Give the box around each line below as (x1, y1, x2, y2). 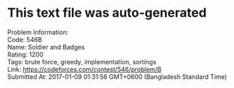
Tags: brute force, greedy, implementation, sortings (7, 57, 156, 66)
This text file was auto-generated (7, 5, 207, 21)
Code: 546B (7, 35, 42, 43)
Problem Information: (7, 28, 69, 36)
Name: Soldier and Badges (7, 43, 85, 51)
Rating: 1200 (7, 50, 44, 59)
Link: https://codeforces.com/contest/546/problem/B (7, 65, 162, 73)
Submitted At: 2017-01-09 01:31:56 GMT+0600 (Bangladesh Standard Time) (7, 72, 228, 81)
